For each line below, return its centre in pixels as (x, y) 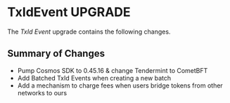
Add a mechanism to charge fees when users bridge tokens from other (120, 85)
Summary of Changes (56, 54)
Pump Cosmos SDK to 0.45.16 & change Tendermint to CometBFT (113, 70)
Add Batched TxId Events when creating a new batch (94, 78)
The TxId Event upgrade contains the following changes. (89, 32)
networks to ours (42, 92)
